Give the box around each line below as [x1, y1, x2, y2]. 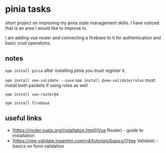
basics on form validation [12, 143, 64, 149]
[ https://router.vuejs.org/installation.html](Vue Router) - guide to [12, 127, 144, 133]
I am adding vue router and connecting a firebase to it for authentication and [5, 35, 161, 41]
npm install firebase [5, 101, 50, 105]
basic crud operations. [5, 40, 51, 46]
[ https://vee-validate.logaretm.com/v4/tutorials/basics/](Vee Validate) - [12, 138, 159, 144]
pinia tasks [5, 3, 51, 15]
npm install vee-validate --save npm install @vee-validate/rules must [5, 77, 156, 83]
